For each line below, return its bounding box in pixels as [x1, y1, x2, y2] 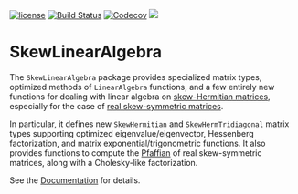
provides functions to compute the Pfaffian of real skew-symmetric [9, 147, 262, 158]
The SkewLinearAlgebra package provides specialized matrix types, [9, 71, 262, 82]
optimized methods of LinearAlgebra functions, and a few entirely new [9, 81, 275, 92]
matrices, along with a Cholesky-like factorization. [9, 157, 198, 168]
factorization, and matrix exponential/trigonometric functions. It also [9, 138, 266, 148]
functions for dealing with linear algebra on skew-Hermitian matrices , [9, 91, 271, 102]
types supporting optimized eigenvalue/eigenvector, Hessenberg [9, 128, 254, 138]
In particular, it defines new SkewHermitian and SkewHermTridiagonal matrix [9, 118, 290, 129]
